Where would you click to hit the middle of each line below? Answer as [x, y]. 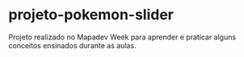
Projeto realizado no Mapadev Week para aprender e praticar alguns [122, 37]
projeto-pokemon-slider [91, 15]
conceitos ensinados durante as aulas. [72, 45]
